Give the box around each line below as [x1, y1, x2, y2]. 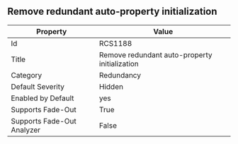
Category [11, 70, 42, 80]
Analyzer [11, 125, 41, 135]
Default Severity [11, 81, 65, 91]
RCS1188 [98, 38, 132, 48]
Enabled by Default [11, 93, 74, 103]
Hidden [98, 81, 124, 91]
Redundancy [98, 70, 142, 80]
